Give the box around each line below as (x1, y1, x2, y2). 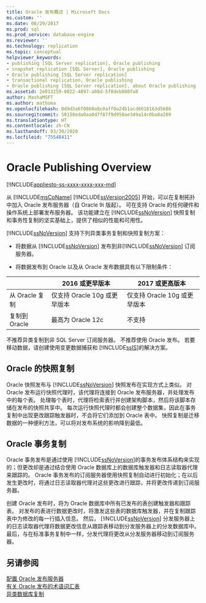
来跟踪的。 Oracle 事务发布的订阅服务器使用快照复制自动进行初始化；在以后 (6, 471, 198, 479)
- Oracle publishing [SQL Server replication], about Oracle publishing (6, 83, 196, 89)
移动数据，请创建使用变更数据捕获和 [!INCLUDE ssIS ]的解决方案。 (6, 343, 172, 351)
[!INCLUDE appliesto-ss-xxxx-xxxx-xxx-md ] (6, 181, 116, 188)
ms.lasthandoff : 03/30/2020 (6, 129, 78, 135)
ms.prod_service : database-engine (6, 32, 95, 38)
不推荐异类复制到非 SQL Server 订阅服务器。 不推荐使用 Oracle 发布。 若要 (6, 336, 196, 343)
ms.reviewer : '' (6, 37, 48, 43)
